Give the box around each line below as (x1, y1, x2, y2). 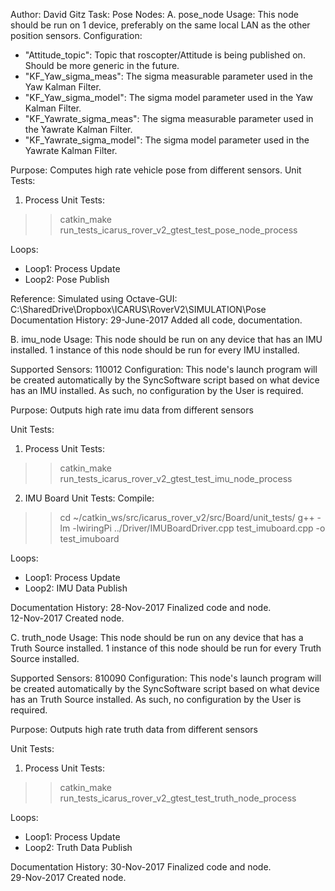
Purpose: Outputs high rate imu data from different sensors (10, 404, 254, 416)
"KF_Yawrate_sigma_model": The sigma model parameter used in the (24, 134, 310, 146)
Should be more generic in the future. (24, 60, 180, 71)
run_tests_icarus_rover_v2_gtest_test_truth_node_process (59, 792, 297, 804)
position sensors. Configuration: (10, 30, 143, 41)
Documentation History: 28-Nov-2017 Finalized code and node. (10, 602, 272, 613)
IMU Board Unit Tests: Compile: (24, 492, 155, 504)
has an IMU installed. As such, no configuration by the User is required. (10, 385, 304, 396)
